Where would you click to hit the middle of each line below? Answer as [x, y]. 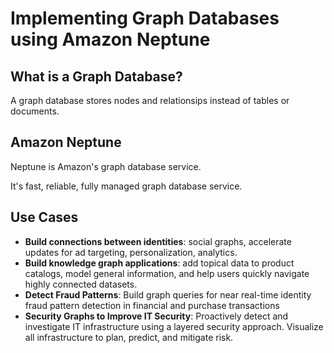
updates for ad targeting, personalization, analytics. [131, 252]
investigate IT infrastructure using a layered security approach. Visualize [174, 326]
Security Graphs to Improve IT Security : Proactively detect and [156, 316]
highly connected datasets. [81, 284]
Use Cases [44, 217]
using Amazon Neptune [110, 39]
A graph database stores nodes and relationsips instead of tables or [150, 100]
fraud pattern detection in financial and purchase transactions [152, 305]
